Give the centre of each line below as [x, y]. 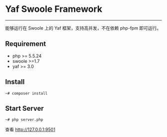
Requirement [26, 44]
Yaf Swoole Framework [54, 9]
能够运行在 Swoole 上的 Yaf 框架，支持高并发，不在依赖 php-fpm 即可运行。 [83, 28]
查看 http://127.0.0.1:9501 [30, 130]
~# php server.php [24, 120]
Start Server [24, 108]
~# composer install [27, 93]
